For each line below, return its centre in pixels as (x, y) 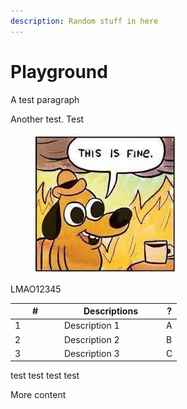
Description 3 (92, 353)
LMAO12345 (36, 289)
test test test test (45, 376)
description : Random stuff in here (84, 21)
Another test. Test (47, 119)
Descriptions (110, 311)
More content (38, 395)
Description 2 (92, 339)
